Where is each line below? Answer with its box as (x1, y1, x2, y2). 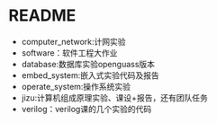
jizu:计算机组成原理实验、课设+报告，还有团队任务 (21, 92, 208, 103)
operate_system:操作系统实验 (21, 81, 131, 92)
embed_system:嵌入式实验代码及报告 (21, 69, 159, 81)
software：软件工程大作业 (21, 47, 118, 58)
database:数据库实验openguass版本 (21, 58, 155, 69)
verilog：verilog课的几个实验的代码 (21, 103, 152, 114)
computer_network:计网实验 (21, 36, 127, 47)
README (8, 5, 77, 26)
